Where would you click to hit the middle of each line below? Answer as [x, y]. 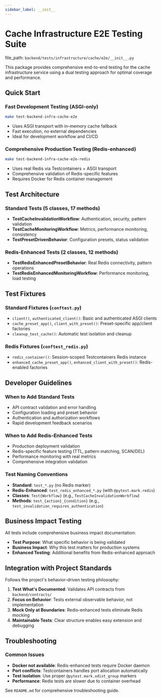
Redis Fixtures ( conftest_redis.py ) [47, 346]
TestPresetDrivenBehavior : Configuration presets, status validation [80, 239]
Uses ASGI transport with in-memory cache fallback [64, 126]
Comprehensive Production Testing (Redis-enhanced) [71, 149]
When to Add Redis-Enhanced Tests [49, 435]
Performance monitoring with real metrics [54, 456]
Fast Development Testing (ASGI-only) [52, 106]
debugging [23, 626]
